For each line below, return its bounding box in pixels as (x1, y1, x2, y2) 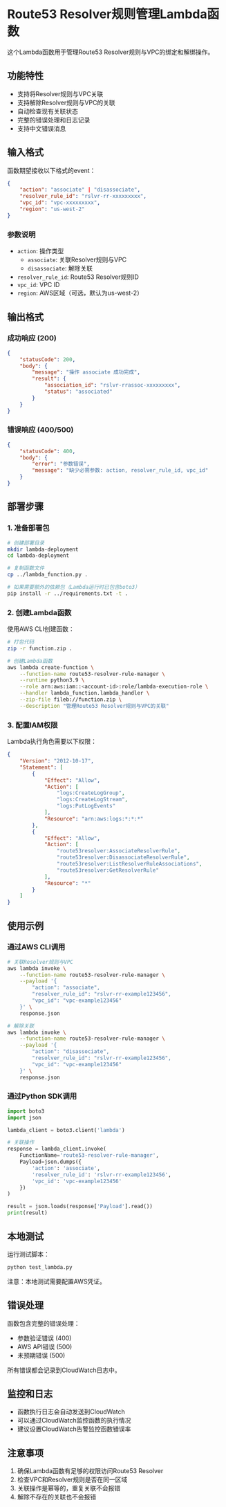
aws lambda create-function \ (7, 664, 95, 671)
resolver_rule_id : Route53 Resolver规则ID (17, 273, 140, 281)
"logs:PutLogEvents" (56, 803, 116, 810)
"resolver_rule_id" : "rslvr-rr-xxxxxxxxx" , (19, 193, 147, 200)
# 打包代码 (7, 639, 35, 646)
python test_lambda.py (7, 1263, 73, 1270)
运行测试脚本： (7, 1250, 50, 1258)
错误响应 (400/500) (7, 425, 74, 435)
